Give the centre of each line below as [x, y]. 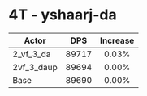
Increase [117, 40]
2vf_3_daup [35, 67]
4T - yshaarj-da [63, 15]
